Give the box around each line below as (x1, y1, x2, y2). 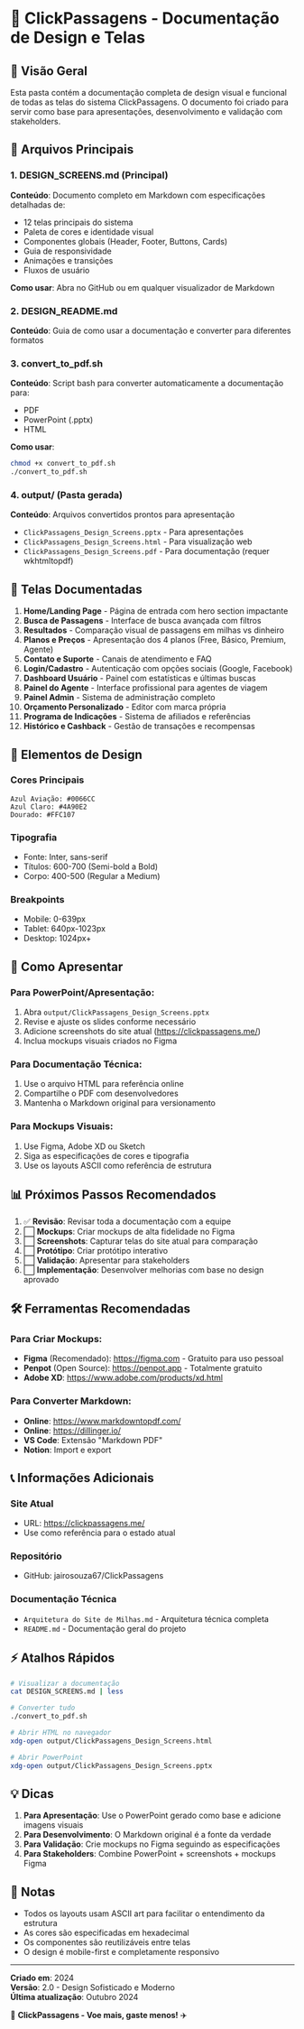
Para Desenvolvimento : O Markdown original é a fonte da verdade (23, 1830, 272, 1840)
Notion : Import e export (23, 1444, 112, 1455)
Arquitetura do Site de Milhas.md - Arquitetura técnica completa (23, 1613, 270, 1624)
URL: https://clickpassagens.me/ (23, 1518, 145, 1529)
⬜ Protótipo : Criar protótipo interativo (23, 1245, 169, 1255)
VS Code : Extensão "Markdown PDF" (23, 1434, 163, 1445)
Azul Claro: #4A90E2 (10, 802, 88, 811)
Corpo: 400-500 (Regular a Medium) (23, 871, 161, 882)
